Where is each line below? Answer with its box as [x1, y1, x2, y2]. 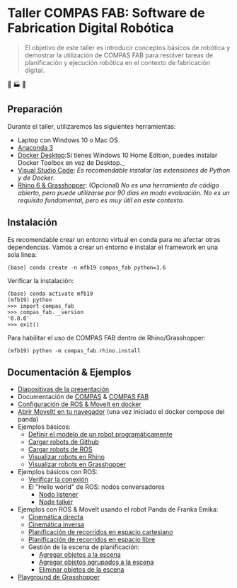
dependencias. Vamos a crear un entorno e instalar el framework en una [7, 243, 218, 251]
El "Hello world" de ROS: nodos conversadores [28, 483, 165, 491]
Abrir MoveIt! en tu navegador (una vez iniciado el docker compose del [17, 408, 225, 416]
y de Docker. [17, 173, 55, 182]
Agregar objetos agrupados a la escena [38, 558, 154, 567]
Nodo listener [38, 490, 79, 499]
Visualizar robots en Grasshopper [28, 460, 126, 468]
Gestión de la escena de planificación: [28, 543, 140, 551]
